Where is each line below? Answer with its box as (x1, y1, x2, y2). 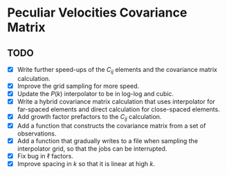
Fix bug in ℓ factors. (17, 151, 74, 160)
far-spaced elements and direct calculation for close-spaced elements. (17, 105, 220, 113)
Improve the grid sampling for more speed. (17, 82, 140, 90)
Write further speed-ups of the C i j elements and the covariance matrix (17, 66, 218, 75)
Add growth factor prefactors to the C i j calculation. (17, 112, 162, 122)
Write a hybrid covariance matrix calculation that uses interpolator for (17, 97, 216, 105)
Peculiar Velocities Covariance (7, 5, 188, 21)
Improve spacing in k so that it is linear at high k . (17, 159, 156, 167)
